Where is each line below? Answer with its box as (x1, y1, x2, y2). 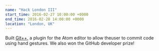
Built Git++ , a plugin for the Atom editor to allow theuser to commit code (5, 35, 154, 41)
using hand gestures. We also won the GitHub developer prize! (5, 40, 134, 46)
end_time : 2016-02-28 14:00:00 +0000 (5, 16, 84, 21)
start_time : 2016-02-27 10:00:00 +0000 (5, 12, 89, 17)
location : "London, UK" (5, 21, 55, 26)
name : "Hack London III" (5, 7, 57, 12)
